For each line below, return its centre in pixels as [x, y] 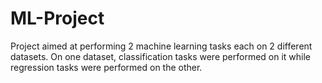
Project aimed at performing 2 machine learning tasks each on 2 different [161, 46]
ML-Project [57, 18]
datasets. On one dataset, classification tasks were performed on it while [161, 56]
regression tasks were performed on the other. [106, 67]
